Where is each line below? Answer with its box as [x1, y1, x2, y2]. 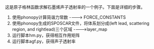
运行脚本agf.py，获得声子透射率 [12, 38, 76, 44]
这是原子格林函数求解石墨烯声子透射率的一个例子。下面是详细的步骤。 [5, 4, 145, 10]
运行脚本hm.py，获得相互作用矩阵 [12, 33, 80, 38]
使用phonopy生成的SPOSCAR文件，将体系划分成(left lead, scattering [12, 21, 150, 26]
